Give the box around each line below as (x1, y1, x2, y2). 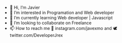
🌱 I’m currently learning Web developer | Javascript (9, 15, 113, 20)
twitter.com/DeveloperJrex (9, 32, 63, 38)
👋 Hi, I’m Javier (9, 5, 40, 10)
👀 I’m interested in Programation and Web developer (9, 10, 115, 15)
